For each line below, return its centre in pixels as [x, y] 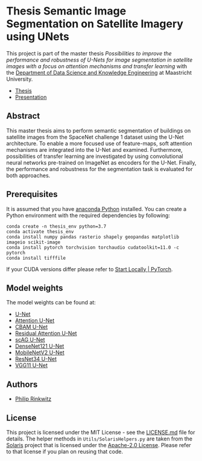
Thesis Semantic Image [66, 11]
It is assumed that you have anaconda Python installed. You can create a [96, 209]
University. [20, 79]
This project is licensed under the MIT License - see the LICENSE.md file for [101, 432]
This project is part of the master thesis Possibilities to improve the [89, 53]
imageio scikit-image [33, 242]
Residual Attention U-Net [46, 333]
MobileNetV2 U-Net [39, 353]
